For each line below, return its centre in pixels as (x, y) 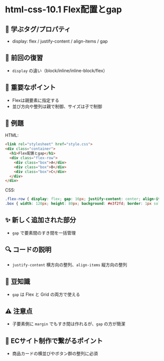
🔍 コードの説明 (28, 250)
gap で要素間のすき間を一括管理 (44, 233)
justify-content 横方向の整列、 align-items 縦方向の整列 (70, 265)
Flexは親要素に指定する (36, 100)
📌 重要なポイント (31, 87)
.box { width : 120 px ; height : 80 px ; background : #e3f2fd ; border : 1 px (78, 204)
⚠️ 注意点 (19, 311)
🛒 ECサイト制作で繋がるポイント (54, 341)
